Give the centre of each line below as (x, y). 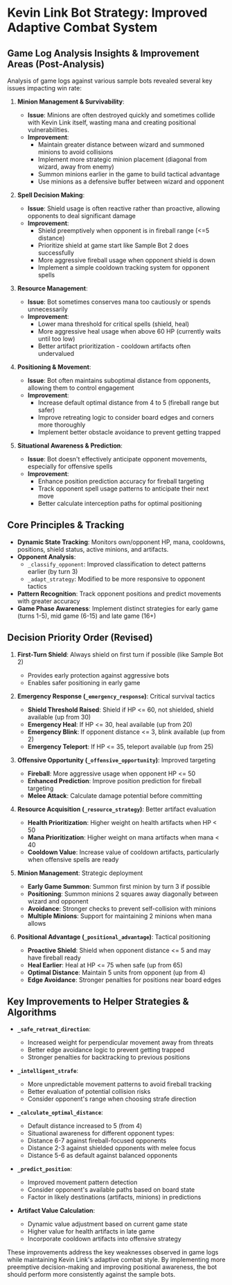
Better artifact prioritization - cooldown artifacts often (114, 346)
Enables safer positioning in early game (84, 682)
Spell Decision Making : (51, 195)
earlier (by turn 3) (53, 571)
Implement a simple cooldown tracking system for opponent (124, 268)
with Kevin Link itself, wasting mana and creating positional (111, 122)
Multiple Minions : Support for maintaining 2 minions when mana (120, 916)
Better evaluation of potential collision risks (89, 1092)
